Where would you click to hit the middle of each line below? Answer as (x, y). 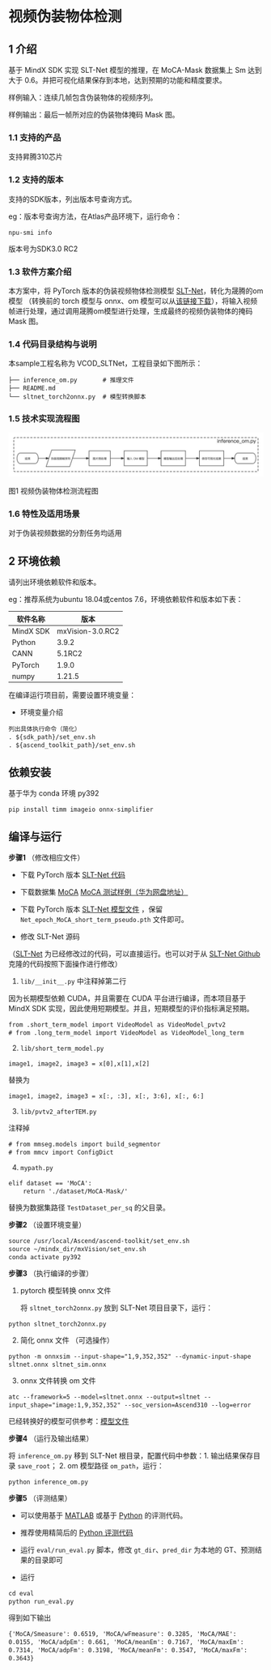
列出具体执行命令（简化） (44, 729)
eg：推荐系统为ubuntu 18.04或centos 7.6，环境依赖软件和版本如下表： (126, 600)
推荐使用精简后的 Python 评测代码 (76, 1533)
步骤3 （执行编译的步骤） (51, 1274)
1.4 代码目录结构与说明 (53, 344)
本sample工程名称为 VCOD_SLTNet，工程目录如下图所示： (106, 363)
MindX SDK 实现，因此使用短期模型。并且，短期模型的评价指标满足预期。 (131, 1009)
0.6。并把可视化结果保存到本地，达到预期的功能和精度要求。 (125, 80)
